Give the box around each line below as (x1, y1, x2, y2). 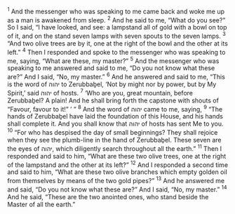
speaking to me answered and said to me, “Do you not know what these (7, 64, 215, 72)
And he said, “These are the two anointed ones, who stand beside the (7, 192, 209, 201)
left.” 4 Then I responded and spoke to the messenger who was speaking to (7, 46, 226, 56)
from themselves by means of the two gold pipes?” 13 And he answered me (7, 175, 225, 185)
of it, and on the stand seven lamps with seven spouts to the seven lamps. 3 (7, 31, 226, 40)
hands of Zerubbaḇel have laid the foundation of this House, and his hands (7, 112, 223, 121)
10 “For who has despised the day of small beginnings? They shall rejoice (7, 127, 218, 136)
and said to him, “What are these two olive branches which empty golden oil (7, 168, 228, 176)
